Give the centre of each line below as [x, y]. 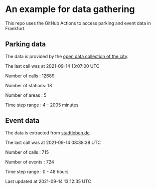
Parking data [26, 44]
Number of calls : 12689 [30, 76]
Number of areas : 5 [26, 95]
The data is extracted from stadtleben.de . [48, 133]
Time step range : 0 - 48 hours [37, 171]
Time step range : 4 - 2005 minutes [42, 105]
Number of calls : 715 [27, 152]
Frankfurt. [16, 28]
